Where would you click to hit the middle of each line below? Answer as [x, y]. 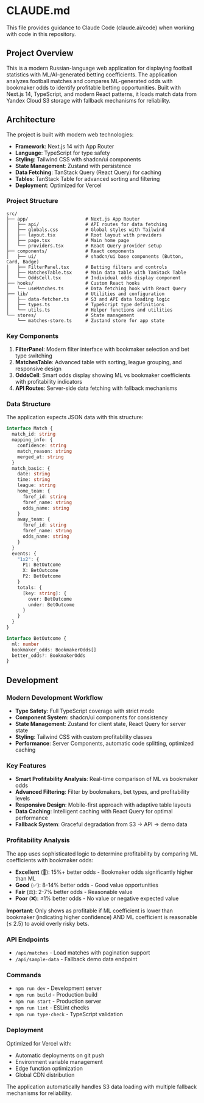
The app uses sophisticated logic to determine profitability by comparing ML [102, 854]
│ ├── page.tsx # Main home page [68, 240]
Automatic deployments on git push [60, 1055]
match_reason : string [44, 451]
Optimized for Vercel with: [39, 1043]
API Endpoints [28, 939]
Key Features [26, 766]
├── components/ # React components [71, 251]
